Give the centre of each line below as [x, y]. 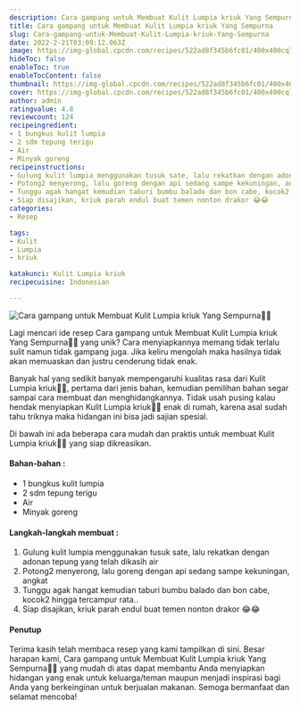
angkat [35, 580]
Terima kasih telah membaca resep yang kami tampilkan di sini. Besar [137, 649]
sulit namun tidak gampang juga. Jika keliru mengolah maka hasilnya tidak [146, 351]
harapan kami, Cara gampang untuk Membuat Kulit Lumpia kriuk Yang [138, 659]
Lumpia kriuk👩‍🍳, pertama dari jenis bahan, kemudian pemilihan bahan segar [149, 388]
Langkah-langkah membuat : [64, 532]
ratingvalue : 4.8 [42, 109]
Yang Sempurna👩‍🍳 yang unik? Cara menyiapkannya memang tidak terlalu [144, 342]
